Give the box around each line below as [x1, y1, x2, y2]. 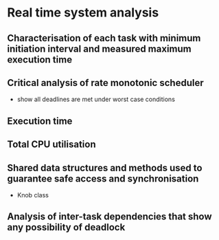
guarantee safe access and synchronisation [7, 173, 199, 184]
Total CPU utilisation [7, 139, 96, 151]
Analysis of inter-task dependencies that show [7, 211, 212, 223]
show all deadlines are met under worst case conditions [16, 95, 175, 104]
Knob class [16, 190, 49, 199]
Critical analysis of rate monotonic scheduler [7, 77, 204, 89]
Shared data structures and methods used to [7, 162, 203, 173]
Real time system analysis [7, 5, 159, 21]
